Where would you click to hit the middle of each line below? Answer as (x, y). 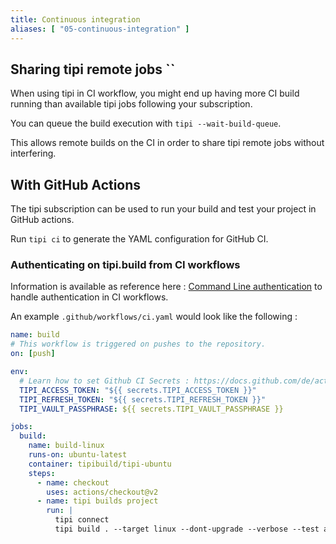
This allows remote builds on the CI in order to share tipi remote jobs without (167, 143)
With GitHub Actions (76, 184)
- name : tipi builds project (97, 501)
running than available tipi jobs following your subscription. (131, 104)
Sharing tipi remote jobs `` (93, 69)
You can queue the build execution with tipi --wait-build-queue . (146, 123)
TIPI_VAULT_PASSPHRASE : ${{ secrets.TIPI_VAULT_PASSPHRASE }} (151, 409)
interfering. (33, 153)
